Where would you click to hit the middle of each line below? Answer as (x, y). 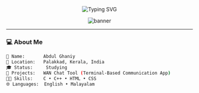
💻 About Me (25, 42)
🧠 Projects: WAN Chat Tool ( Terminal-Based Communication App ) (88, 73)
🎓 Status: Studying (37, 68)
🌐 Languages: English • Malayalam (50, 84)
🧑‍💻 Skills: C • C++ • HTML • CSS (51, 78)
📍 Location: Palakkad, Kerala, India (55, 62)
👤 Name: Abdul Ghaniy (41, 57)
